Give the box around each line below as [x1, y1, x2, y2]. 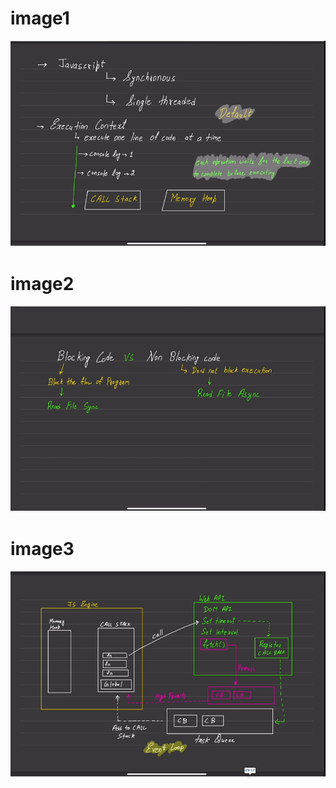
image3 [10, 538, 75, 561]
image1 [10, 7, 70, 30]
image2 [10, 272, 75, 295]
